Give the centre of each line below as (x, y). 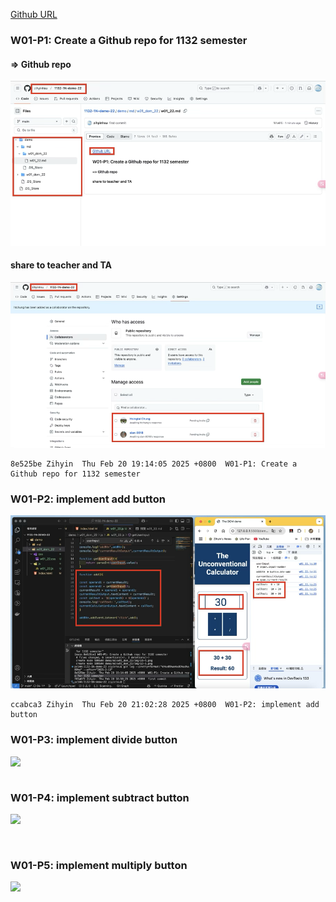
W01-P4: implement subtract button (100, 797)
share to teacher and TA (61, 265)
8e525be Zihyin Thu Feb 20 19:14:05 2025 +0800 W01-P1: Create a (154, 464)
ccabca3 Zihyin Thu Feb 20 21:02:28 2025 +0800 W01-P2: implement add (165, 705)
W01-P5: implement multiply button (99, 865)
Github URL (34, 14)
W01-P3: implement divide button (94, 740)
